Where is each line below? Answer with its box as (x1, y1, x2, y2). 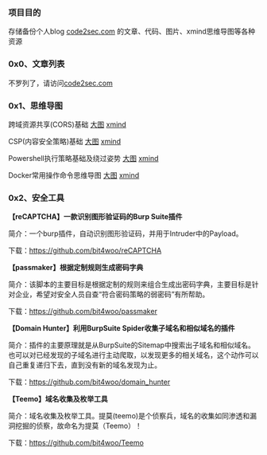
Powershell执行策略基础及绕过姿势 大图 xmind (8, 153, 159, 163)
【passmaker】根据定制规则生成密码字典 (8, 263, 144, 273)
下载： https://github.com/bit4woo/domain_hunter (8, 377, 171, 387)
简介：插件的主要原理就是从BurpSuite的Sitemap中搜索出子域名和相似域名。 (8, 340, 256, 350)
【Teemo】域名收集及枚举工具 (8, 394, 109, 404)
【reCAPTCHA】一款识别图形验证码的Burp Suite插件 (8, 212, 183, 222)
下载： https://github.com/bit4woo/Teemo (8, 438, 145, 448)
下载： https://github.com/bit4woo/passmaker (8, 307, 157, 316)
